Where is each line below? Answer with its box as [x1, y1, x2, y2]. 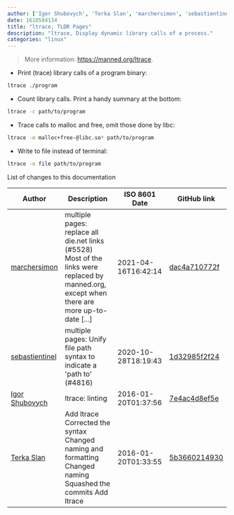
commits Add [65, 487, 109, 497]
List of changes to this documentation [7, 173, 116, 181]
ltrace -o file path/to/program [7, 160, 101, 167]
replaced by [65, 271, 104, 280]
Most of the [65, 253, 103, 263]
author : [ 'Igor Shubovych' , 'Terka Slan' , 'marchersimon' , [7, 10, 182, 17]
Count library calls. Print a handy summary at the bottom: [17, 95, 182, 103]
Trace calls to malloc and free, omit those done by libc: [17, 120, 175, 129]
